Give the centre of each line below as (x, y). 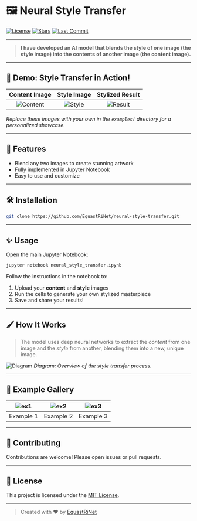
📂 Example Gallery (40, 390)
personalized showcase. (36, 125)
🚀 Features (26, 149)
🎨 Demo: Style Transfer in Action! (68, 78)
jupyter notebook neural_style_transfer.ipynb (64, 265)
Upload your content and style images (62, 288)
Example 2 (58, 416)
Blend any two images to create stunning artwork (74, 163)
